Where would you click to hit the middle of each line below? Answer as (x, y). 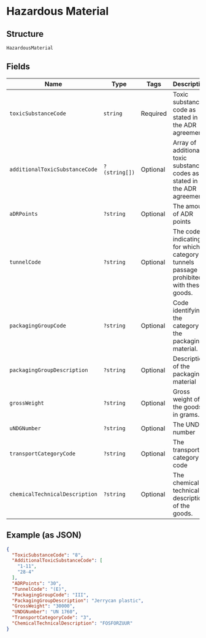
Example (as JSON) (44, 535)
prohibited (187, 277)
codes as (186, 173)
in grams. (186, 414)
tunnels (183, 262)
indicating (187, 239)
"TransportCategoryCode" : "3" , (52, 618)
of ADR (183, 214)
